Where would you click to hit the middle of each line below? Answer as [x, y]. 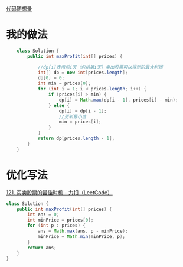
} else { [59, 105]
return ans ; [42, 248]
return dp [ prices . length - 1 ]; [76, 139]
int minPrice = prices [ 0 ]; [61, 220]
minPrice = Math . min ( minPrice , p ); [81, 236]
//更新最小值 [73, 116]
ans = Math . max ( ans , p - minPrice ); [83, 231]
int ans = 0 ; [43, 214]
